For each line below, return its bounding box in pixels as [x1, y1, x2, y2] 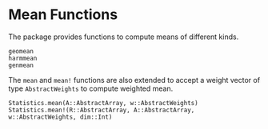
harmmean [8, 54, 38, 62]
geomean [8, 47, 34, 55]
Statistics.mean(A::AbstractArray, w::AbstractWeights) [8, 99, 198, 107]
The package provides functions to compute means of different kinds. [8, 32, 239, 41]
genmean [8, 61, 34, 69]
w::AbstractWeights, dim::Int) [8, 113, 113, 121]
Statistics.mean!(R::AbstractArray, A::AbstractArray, [8, 106, 195, 114]
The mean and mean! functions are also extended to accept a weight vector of [8, 75, 261, 84]
